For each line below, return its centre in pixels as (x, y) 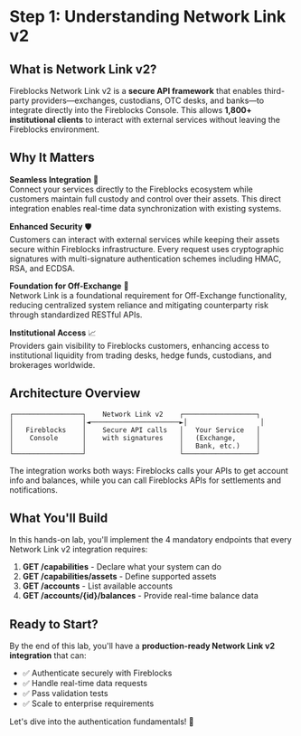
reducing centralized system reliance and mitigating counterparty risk (139, 305)
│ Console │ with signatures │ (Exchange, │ (135, 438)
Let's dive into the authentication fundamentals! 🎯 (102, 722)
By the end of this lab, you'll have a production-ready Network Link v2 (142, 646)
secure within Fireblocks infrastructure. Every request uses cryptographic (147, 249)
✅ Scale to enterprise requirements (88, 703)
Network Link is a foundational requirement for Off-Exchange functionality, (148, 295)
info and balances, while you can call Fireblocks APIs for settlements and (146, 480)
